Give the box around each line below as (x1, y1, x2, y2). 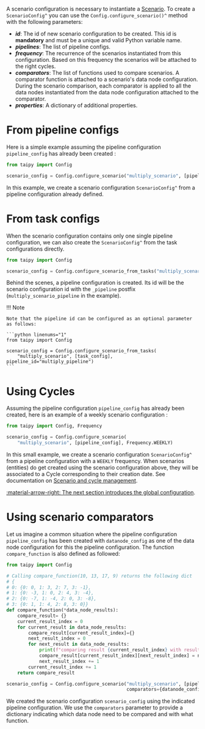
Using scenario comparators (6, 510, 154, 524)
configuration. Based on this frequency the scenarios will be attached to (15, 56, 197, 63)
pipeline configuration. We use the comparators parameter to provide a (6, 704, 183, 711)
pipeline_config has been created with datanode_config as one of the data (6, 537, 195, 544)
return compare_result (17, 670, 75, 676)
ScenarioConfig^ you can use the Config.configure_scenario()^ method (6, 12, 188, 19)
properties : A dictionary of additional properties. (15, 102, 138, 109)
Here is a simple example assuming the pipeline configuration (6, 143, 162, 151)
